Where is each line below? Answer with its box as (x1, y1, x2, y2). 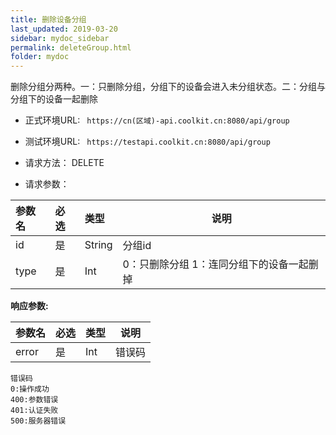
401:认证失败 (10, 406, 59, 416)
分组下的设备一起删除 (10, 93, 98, 105)
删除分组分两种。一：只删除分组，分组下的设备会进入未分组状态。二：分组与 (10, 81, 326, 93)
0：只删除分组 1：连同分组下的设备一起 (122, 257, 309, 271)
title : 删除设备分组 (10, 14, 87, 25)
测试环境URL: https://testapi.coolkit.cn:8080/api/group (24, 136, 271, 148)
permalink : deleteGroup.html (10, 42, 132, 53)
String (84, 238, 113, 252)
